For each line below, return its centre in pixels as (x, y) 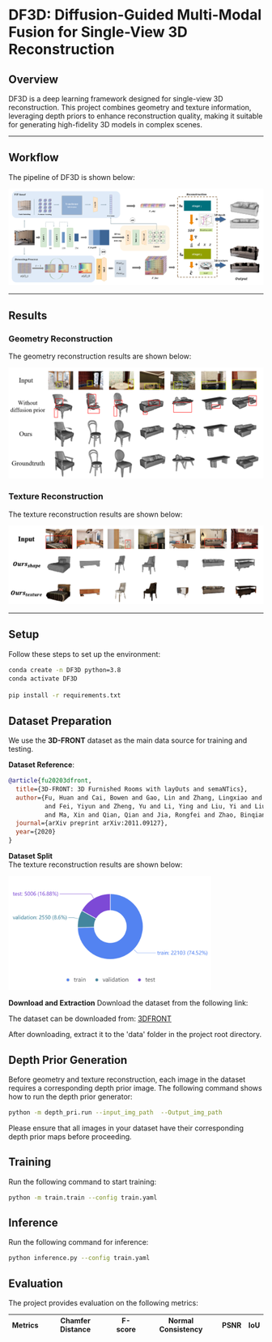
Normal (181, 1321)
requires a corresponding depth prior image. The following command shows (135, 1087)
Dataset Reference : (42, 765)
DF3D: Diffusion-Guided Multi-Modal (135, 15)
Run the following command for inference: (79, 1242)
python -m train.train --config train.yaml (83, 1198)
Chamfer (75, 1321)
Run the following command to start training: (83, 1181)
